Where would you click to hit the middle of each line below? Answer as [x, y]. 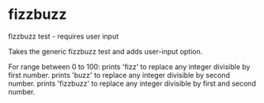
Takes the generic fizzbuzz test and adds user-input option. [106, 51]
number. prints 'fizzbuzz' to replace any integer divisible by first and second [132, 83]
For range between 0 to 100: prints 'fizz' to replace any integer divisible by [129, 66]
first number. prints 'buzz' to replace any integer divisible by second [119, 75]
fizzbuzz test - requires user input [64, 36]
